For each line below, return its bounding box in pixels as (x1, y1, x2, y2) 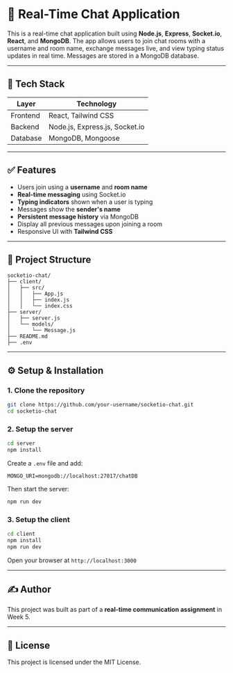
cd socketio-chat (7, 407, 58, 415)
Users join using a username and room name (17, 182, 148, 191)
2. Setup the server (7, 424, 74, 434)
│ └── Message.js (7, 327, 76, 334)
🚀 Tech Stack (7, 78, 65, 90)
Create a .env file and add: (7, 459, 83, 467)
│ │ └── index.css (7, 303, 73, 310)
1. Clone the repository (7, 386, 85, 395)
